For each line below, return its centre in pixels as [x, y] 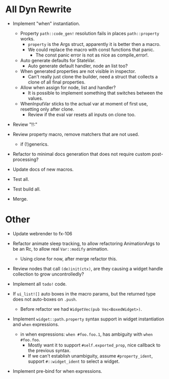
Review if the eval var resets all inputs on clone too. [82, 114]
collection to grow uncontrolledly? [48, 274]
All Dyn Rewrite [38, 9]
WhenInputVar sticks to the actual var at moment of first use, [84, 103]
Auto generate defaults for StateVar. [58, 60]
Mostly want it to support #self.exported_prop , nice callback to [94, 345]
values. [35, 98]
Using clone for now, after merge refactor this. [69, 259]
